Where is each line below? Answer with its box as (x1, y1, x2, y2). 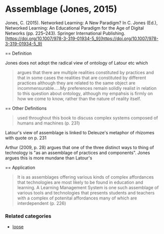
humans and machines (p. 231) (17, 120, 80, 126)
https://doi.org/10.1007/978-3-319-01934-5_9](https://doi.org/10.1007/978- (6, 36, 159, 41)
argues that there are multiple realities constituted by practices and (17, 69, 154, 75)
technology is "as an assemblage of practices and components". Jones (5, 150, 150, 156)
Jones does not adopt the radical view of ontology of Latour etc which (5, 60, 148, 66)
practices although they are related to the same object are (17, 80, 136, 86)
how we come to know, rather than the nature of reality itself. (17, 95, 141, 102)
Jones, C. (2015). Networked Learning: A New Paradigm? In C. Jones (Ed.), (5, 20, 158, 26)
